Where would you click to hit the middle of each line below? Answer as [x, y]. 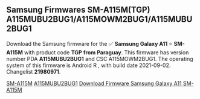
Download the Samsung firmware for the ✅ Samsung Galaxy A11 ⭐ [89, 43]
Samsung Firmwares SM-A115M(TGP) [78, 10]
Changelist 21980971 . [34, 71]
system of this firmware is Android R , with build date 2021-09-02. [89, 65]
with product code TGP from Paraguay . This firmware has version [106, 52]
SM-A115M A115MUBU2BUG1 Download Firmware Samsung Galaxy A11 [94, 83]
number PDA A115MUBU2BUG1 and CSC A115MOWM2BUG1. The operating [100, 59]
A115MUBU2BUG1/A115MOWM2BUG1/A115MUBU [99, 20]
